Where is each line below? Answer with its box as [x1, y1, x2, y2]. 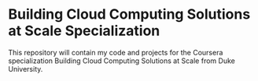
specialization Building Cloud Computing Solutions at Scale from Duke [8, 56, 236, 65]
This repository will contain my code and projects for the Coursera [8, 48, 223, 57]
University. [8, 64, 43, 73]
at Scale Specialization [8, 22, 160, 40]
